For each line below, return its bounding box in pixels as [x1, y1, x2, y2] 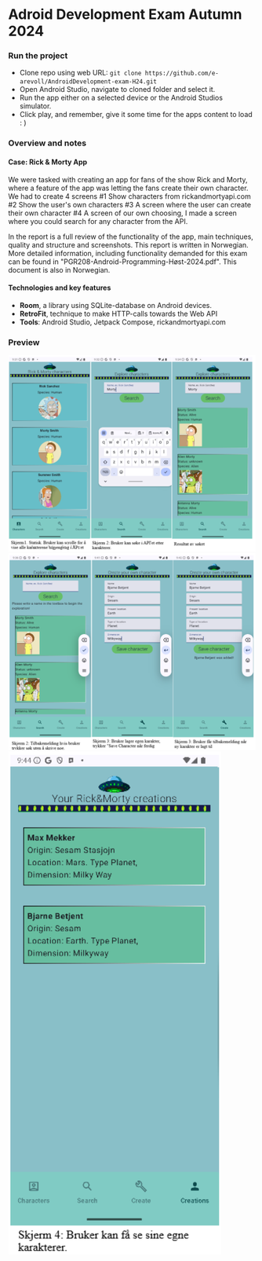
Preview [8, 336, 40, 347]
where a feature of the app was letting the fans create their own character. [8, 183, 249, 192]
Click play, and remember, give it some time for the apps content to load [19, 110, 253, 119]
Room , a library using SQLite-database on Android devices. [19, 300, 212, 310]
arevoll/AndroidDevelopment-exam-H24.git [19, 78, 157, 86]
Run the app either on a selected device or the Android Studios [19, 93, 224, 103]
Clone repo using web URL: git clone [19, 68, 142, 78]
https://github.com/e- [144, 69, 220, 78]
